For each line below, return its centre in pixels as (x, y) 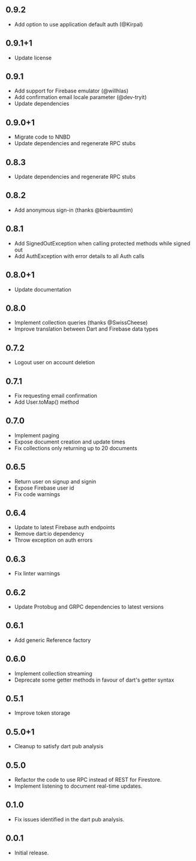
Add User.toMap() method (46, 402)
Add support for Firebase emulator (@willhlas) (71, 91)
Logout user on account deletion (55, 362)
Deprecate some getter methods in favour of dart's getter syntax (94, 680)
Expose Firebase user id (44, 488)
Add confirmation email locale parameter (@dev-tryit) (81, 97)
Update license (33, 58)
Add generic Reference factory (52, 640)
